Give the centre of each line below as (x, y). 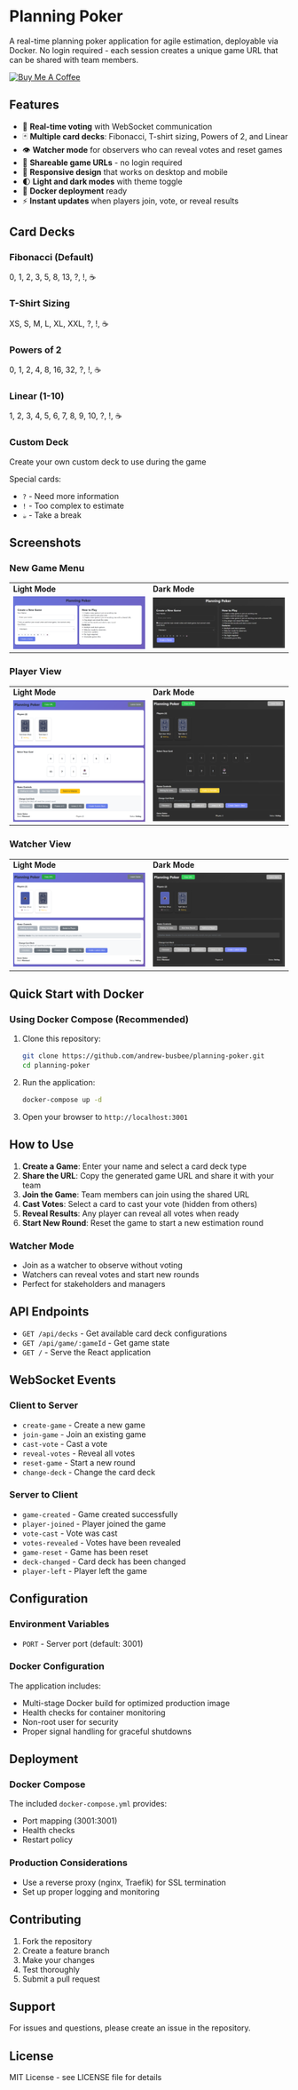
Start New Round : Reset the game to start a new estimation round (143, 1222)
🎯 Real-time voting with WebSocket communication (117, 126)
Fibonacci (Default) (52, 258)
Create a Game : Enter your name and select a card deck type (134, 1166)
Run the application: (59, 1083)
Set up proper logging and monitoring (90, 1891)
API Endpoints (49, 1312)
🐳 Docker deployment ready (74, 191)
